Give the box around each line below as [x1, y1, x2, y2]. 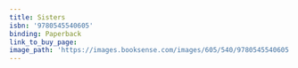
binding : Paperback [9, 29, 82, 38]
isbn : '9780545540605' [9, 21, 94, 30]
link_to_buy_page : [9, 37, 78, 47]
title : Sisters [9, 12, 66, 22]
